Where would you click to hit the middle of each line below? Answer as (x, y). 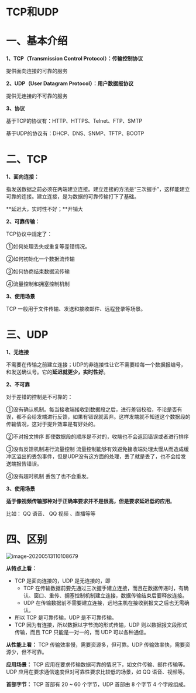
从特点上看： (21, 568)
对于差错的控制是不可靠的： (39, 397)
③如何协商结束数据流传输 (38, 271)
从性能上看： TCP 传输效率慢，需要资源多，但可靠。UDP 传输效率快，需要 (96, 644)
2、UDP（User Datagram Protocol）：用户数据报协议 (70, 83)
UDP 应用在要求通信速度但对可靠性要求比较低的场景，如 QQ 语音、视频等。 (97, 672)
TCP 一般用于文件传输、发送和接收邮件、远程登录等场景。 (76, 309)
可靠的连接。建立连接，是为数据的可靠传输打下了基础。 (73, 197)
